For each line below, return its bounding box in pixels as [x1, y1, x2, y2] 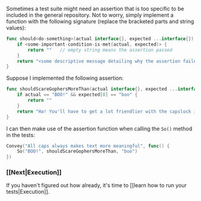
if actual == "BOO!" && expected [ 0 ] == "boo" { [17, 92, 138, 98]
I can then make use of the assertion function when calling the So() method [6, 125, 193, 132]
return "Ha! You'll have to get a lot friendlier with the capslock [17, 108, 191, 115]
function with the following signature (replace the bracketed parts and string [6, 18, 194, 25]
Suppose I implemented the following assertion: [6, 74, 124, 82]
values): [6, 24, 26, 31]
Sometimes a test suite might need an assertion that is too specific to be [6, 5, 184, 12]
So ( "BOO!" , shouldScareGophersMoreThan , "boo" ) [17, 148, 138, 155]
